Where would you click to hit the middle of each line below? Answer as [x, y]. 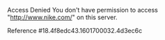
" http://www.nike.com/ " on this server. [62, 17]
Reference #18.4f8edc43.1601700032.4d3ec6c [75, 31]
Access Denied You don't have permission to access [82, 10]
